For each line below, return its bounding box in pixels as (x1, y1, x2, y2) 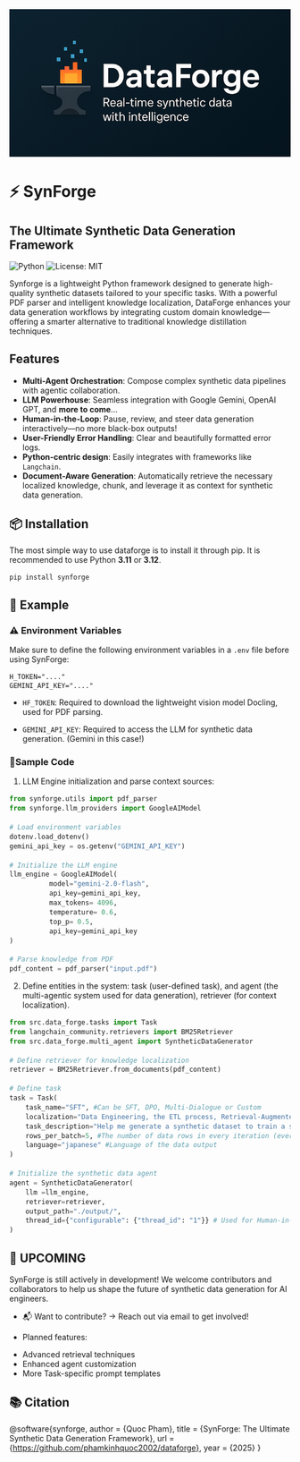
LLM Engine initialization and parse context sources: (21, 776, 215, 786)
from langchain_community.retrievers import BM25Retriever (9, 1027, 234, 1036)
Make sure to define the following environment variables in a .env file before (9, 644, 290, 656)
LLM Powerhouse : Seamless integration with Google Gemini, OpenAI (21, 394, 277, 405)
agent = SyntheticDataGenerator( (9, 1178, 134, 1187)
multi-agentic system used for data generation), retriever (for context (21, 990, 277, 1001)
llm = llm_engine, (25, 1187, 90, 1197)
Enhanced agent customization (21, 1358, 137, 1369)
